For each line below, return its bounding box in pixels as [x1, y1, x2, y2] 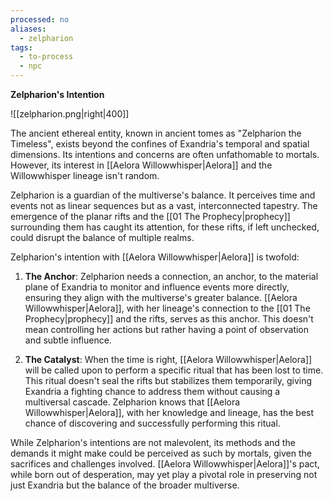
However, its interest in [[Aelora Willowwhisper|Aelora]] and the [10, 159, 273, 171]
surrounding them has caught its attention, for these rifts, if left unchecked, [10, 221, 320, 233]
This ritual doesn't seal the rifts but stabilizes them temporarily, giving [24, 375, 313, 386]
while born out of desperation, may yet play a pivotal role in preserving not [10, 469, 318, 480]
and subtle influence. [24, 334, 112, 346]
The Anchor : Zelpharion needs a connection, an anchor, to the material [24, 271, 319, 282]
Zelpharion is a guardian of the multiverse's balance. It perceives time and [10, 189, 316, 201]
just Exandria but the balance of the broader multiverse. [10, 479, 240, 491]
